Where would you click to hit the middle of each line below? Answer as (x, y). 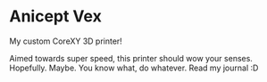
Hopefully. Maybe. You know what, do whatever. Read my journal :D (134, 68)
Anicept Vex (56, 16)
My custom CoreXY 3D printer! (66, 41)
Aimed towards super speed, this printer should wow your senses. (131, 58)
